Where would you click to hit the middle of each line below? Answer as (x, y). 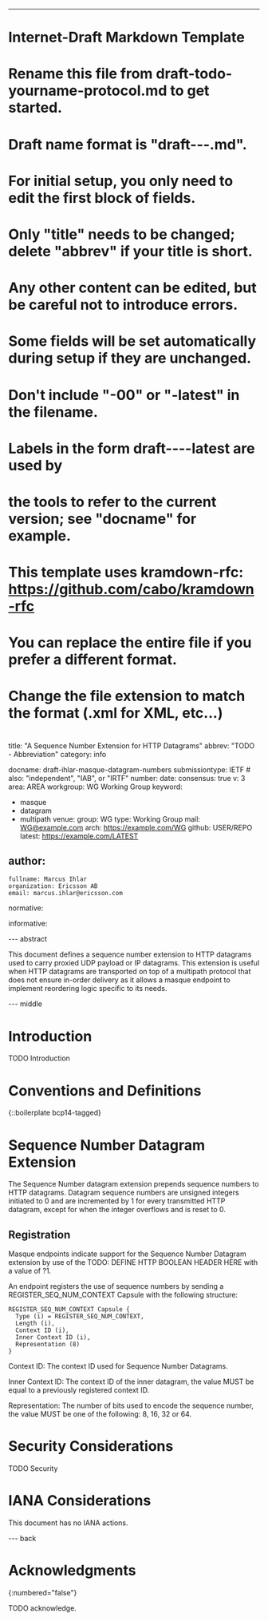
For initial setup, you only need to (121, 181)
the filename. (53, 412)
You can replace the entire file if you (130, 643)
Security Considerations (91, 1447)
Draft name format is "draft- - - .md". (128, 144)
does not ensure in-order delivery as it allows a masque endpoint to (119, 980)
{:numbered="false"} (43, 1592)
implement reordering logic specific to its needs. (88, 989)
